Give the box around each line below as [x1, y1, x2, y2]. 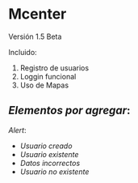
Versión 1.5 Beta [8, 32, 62, 41]
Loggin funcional [19, 71, 77, 81]
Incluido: [8, 47, 38, 57]
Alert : [8, 125, 27, 134]
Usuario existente [19, 149, 79, 159]
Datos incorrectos [19, 158, 81, 168]
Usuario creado [19, 141, 73, 151]
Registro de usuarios [19, 62, 90, 73]
